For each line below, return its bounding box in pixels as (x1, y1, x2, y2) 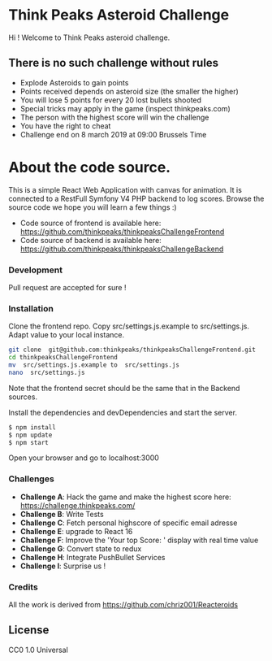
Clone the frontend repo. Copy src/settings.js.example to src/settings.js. (8, 321, 250, 331)
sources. (8, 392, 38, 402)
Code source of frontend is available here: (19, 218, 162, 228)
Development (8, 264, 63, 276)
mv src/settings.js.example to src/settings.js (8, 361, 180, 369)
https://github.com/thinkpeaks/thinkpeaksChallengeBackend (19, 244, 224, 254)
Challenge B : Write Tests (19, 509, 104, 519)
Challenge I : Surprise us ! (19, 561, 106, 571)
